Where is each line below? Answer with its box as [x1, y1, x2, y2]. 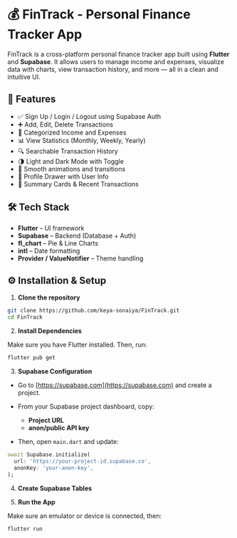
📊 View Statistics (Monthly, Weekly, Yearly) [17, 136, 146, 144]
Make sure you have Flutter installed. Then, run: [7, 340, 147, 349]
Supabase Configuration [17, 367, 93, 375]
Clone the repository [17, 293, 80, 302]
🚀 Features [7, 93, 56, 105]
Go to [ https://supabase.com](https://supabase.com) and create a [17, 381, 212, 389]
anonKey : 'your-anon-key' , [14, 464, 94, 471]
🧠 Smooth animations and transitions [17, 164, 126, 173]
